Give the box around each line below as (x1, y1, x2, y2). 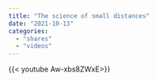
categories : (8, 27, 48, 35)
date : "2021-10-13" (8, 19, 74, 28)
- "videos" (15, 42, 53, 50)
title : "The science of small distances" (8, 11, 150, 20)
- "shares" (15, 34, 53, 43)
